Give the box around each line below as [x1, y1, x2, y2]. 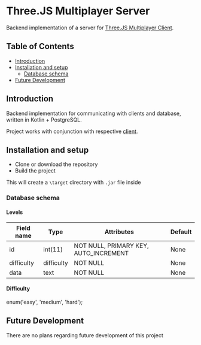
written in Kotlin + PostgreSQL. [6, 116, 82, 123]
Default [170, 228, 192, 236]
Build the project [14, 167, 56, 174]
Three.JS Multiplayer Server [6, 4, 150, 18]
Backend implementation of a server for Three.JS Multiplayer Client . [6, 24, 174, 31]
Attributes [104, 228, 135, 236]
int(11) [43, 245, 63, 253]
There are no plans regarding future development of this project [6, 331, 163, 339]
